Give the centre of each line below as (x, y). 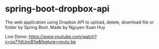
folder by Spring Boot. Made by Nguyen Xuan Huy (55, 27)
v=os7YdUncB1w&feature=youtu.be (41, 41)
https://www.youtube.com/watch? (63, 37)
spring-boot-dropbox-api (57, 9)
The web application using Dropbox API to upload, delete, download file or (79, 22)
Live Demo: (16, 37)
